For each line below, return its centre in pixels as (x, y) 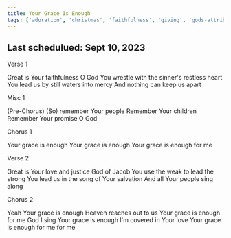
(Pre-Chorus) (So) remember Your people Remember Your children (102, 111)
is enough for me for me (41, 228)
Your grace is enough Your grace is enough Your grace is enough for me (110, 145)
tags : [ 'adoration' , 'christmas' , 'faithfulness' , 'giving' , (97, 20)
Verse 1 (18, 64)
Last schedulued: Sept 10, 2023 (76, 48)
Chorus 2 (20, 200)
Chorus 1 (20, 132)
